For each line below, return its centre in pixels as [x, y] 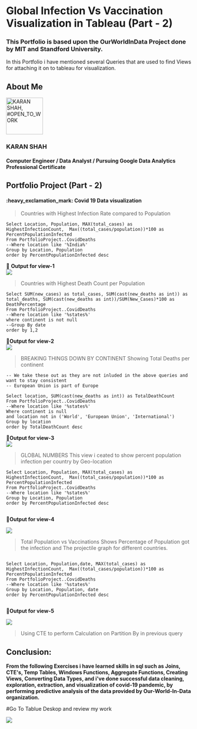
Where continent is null [36, 412]
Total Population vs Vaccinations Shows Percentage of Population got [105, 542]
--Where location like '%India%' [47, 245]
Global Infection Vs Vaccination [85, 11]
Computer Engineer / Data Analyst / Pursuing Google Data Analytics [91, 161]
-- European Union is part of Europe [52, 386]
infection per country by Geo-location [66, 462]
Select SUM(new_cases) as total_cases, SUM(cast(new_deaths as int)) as [97, 294]
